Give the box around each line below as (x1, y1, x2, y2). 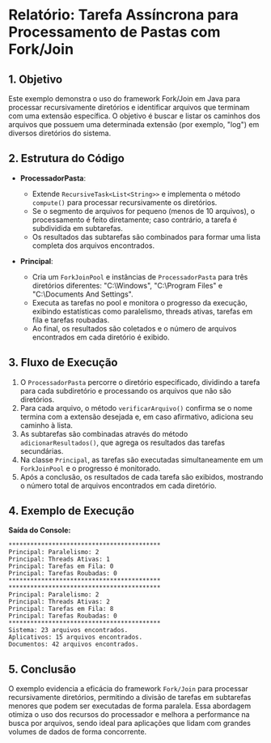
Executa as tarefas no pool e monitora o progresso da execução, (32, 297, 248, 307)
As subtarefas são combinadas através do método (19, 429, 188, 438)
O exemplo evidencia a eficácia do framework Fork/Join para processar (8, 684, 248, 694)
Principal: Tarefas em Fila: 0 (8, 562, 114, 570)
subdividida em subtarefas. (32, 223, 123, 233)
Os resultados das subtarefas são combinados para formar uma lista (32, 232, 261, 241)
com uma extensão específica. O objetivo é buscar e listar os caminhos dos (8, 111, 260, 121)
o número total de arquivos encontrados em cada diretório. (19, 480, 217, 490)
